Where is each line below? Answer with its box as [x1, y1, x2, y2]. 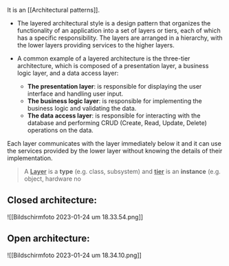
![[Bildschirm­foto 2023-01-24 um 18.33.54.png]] [7, 212, 143, 221]
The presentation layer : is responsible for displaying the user [27, 82, 202, 90]
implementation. [7, 154, 53, 162]
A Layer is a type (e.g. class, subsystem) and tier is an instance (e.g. [23, 168, 221, 175]
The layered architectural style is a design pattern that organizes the [17, 19, 211, 27]
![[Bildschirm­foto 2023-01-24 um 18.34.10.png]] [7, 251, 142, 259]
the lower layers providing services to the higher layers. [17, 41, 175, 49]
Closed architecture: [7, 195, 98, 206]
